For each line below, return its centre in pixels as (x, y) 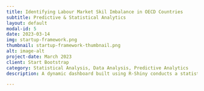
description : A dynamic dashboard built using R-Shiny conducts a (92, 74)
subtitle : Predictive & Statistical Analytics (66, 17)
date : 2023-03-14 (28, 34)
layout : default (27, 23)
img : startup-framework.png (42, 40)
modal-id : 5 (21, 29)
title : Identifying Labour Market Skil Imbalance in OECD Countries (95, 12)
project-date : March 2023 (39, 57)
